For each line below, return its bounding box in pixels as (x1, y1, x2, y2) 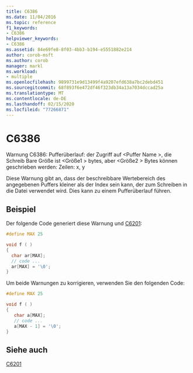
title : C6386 (6, 8, 38, 15)
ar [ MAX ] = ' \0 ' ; (11, 264, 51, 269)
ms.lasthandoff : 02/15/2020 (6, 101, 75, 107)
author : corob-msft (6, 52, 54, 58)
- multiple (6, 74, 33, 80)
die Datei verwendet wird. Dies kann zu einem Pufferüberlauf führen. (6, 187, 172, 194)
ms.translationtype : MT (6, 90, 64, 96)
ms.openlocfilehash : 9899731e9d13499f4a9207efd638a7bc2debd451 (6, 80, 164, 85)
